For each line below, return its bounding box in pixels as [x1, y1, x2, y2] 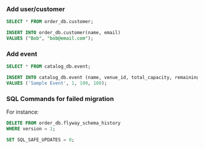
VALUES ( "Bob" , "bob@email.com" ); [6, 35, 94, 41]
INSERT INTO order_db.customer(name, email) [6, 30, 121, 36]
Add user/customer [6, 5, 66, 13]
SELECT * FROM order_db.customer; [6, 19, 94, 25]
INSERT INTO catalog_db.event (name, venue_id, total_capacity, [6, 75, 172, 81]
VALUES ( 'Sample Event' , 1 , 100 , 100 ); [6, 80, 107, 86]
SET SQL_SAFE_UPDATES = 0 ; [6, 136, 75, 143]
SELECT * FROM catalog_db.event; [6, 63, 91, 70]
